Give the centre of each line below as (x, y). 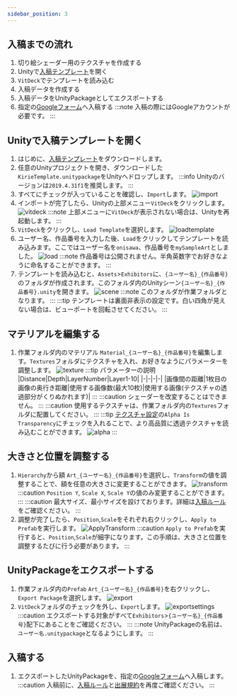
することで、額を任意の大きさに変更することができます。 (107, 483)
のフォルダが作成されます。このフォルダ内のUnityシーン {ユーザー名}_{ (119, 283)
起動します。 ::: (40, 221)
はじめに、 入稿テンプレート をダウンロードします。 (92, 159)
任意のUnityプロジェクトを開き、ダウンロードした (90, 168)
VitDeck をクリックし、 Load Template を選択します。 (92, 230)
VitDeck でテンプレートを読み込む (66, 80)
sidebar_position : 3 (38, 14)
